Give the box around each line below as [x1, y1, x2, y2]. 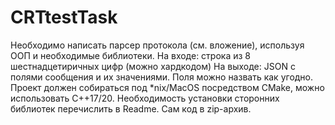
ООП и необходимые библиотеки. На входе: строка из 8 [10, 49, 252, 61]
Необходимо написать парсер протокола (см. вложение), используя [10, 39, 305, 51]
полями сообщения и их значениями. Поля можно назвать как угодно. [10, 71, 314, 83]
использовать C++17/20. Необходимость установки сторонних [10, 92, 280, 104]
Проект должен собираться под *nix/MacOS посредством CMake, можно [10, 81, 325, 93]
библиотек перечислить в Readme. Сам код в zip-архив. [10, 102, 252, 115]
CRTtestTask [10, 6, 118, 29]
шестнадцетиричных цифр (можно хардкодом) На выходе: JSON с [10, 60, 296, 72]
